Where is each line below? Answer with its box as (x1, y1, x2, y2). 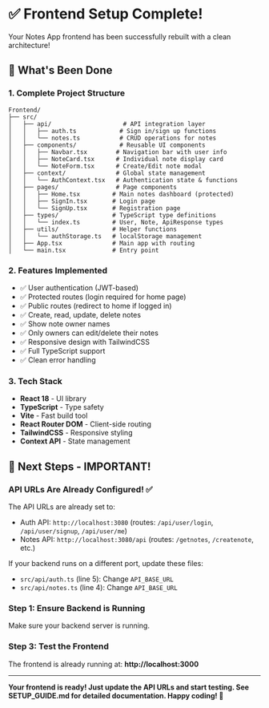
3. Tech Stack (8, 375, 62, 386)
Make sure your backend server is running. (8, 621, 151, 630)
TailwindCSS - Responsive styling (19, 428, 133, 438)
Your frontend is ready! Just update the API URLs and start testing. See (8, 682, 250, 692)
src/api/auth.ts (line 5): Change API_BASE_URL (19, 574, 174, 584)
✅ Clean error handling (19, 354, 96, 365)
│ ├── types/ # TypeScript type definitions (8, 211, 217, 219)
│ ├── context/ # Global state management (8, 169, 206, 177)
